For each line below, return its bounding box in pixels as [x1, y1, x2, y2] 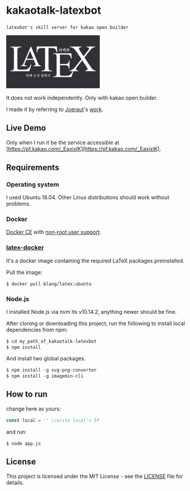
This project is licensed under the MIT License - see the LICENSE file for [6, 473, 183, 480]
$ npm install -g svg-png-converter [6, 368, 97, 373]
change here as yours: [6, 405, 61, 412]
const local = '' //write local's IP [6, 417, 100, 424]
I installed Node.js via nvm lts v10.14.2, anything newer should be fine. [6, 308, 177, 316]
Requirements [6, 162, 59, 172]
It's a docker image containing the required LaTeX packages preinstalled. [6, 257, 185, 264]
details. [6, 478, 24, 486]
